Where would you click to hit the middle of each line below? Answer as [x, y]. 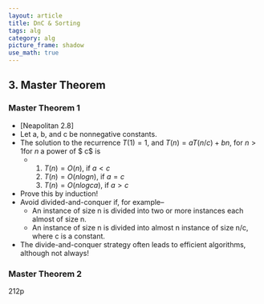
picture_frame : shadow [46, 46]
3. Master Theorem [57, 85]
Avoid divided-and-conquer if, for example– [92, 202]
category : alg [32, 38]
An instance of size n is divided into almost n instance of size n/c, [140, 227]
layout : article [35, 16]
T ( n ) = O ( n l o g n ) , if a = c [84, 176]
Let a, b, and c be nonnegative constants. [89, 134]
